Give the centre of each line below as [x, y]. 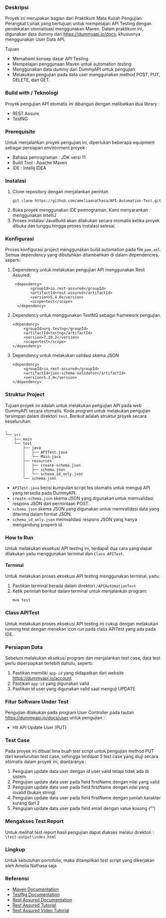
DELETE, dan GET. [31, 80]
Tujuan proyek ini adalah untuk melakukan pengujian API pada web [74, 405]
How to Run [19, 537]
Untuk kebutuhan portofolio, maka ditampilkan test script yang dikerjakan [80, 860]
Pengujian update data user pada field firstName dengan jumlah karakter [86, 798]
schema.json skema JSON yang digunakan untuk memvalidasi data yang [86, 509]
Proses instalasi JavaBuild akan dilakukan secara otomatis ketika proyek [86, 221]
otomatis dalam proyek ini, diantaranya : [46, 762]
